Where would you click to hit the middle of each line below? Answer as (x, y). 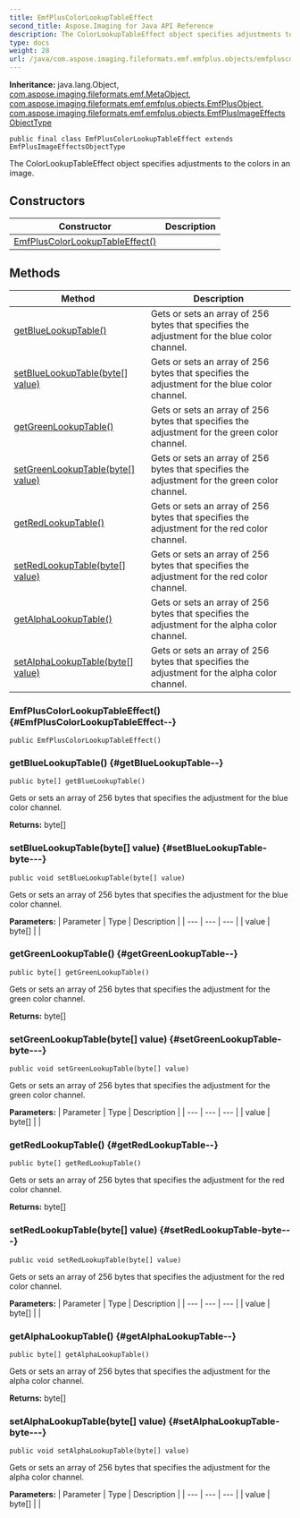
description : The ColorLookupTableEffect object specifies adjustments (145, 34)
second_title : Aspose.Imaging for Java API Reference (112, 26)
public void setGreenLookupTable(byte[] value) (100, 1069)
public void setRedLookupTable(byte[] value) (95, 1260)
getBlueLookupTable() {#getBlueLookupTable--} (117, 763)
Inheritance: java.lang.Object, (64, 85)
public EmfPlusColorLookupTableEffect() (86, 740)
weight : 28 (29, 51)
